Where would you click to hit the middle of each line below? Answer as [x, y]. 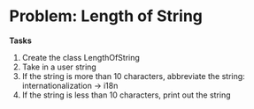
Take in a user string [59, 67]
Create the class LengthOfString [81, 57]
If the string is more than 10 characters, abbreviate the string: [133, 76]
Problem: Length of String [106, 16]
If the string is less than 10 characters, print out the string [127, 95]
